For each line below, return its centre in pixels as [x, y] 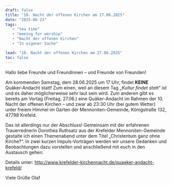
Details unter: [19, 162]
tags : [11, 24]
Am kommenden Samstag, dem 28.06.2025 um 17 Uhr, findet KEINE [77, 82]
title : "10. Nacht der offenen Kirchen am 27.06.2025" [65, 15]
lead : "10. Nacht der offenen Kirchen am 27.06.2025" [64, 53]
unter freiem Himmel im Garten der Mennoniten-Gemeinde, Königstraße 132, [86, 109]
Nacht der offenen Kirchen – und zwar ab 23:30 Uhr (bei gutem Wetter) [81, 104]
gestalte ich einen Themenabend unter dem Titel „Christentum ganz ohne [83, 136]
